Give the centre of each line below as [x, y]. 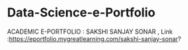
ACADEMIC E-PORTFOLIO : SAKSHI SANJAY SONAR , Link [90, 32]
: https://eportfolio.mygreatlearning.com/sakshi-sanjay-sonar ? [94, 38]
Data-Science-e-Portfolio [81, 13]
